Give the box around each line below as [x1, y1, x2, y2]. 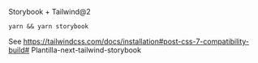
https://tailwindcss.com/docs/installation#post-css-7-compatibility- [23, 36, 250, 46]
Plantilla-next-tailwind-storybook [31, 45, 142, 55]
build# [8, 45, 30, 55]
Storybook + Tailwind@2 [8, 7, 91, 16]
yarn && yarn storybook [8, 23, 89, 31]
